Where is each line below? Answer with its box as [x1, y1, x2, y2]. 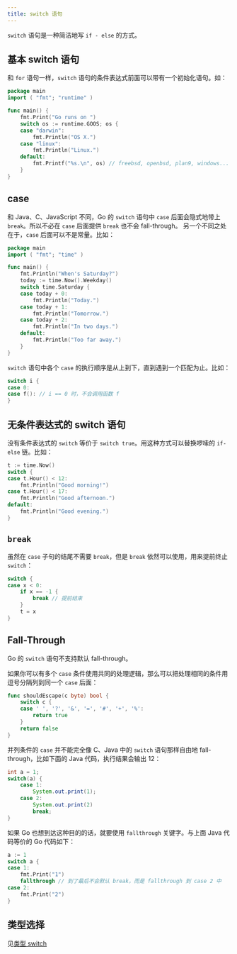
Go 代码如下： [33, 837, 76, 845]
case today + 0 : [20, 290, 69, 297]
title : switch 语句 [7, 10, 63, 18]
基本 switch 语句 [7, 54, 80, 66]
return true [33, 712, 69, 719]
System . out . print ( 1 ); [33, 788, 97, 795]
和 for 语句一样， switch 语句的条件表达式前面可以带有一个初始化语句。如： [7, 74, 228, 82]
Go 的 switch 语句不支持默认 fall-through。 [7, 654, 132, 662]
